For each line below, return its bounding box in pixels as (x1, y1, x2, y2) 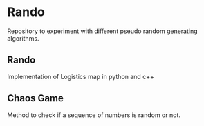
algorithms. (7, 34, 39, 42)
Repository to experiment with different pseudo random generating (7, 27, 198, 35)
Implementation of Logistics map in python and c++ (7, 72, 154, 81)
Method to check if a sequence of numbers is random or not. (7, 111, 181, 119)
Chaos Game (7, 92, 64, 104)
